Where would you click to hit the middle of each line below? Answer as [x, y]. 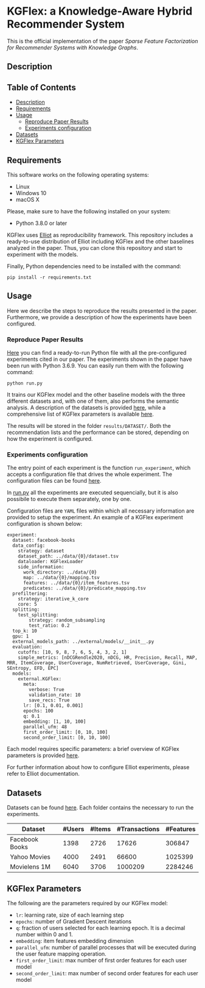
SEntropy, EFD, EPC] [33, 669]
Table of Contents [42, 87]
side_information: [41, 567]
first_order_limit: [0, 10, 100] [65, 733]
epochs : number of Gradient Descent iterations [74, 921]
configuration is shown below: [45, 524]
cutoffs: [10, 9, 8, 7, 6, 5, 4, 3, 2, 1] [72, 652]
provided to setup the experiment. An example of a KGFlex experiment [95, 517]
